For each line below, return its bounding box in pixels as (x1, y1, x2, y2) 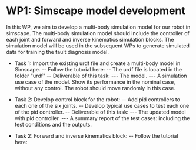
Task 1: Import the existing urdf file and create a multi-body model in (14, 60, 181, 67)
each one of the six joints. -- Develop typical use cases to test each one (14, 102, 190, 109)
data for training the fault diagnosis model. (6, 48, 109, 55)
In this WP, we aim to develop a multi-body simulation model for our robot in (6, 23, 191, 30)
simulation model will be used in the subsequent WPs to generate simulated (6, 42, 190, 49)
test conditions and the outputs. (14, 121, 92, 128)
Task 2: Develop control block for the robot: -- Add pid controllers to (14, 96, 181, 103)
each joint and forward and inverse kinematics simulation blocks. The (6, 36, 174, 43)
